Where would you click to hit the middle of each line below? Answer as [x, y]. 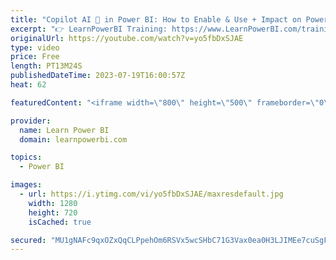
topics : [26, 157]
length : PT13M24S [46, 66]
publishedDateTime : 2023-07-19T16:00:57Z [98, 76]
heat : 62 [28, 85]
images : [26, 185]
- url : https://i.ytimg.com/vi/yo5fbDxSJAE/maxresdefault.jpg [151, 194]
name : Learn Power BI [64, 130]
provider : [31, 121]
